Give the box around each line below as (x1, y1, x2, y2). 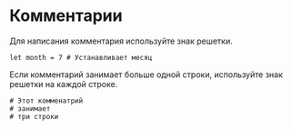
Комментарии (9, 5, 123, 26)
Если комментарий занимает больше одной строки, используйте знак (9, 69, 284, 80)
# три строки (9, 112, 59, 121)
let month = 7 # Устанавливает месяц (9, 53, 153, 62)
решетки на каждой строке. (9, 78, 118, 89)
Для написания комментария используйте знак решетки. (9, 35, 234, 46)
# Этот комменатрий (9, 96, 84, 105)
